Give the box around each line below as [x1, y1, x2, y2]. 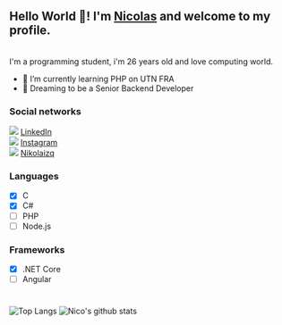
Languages [9, 171, 60, 183]
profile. [9, 23, 51, 38]
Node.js [21, 221, 52, 231]
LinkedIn [20, 127, 52, 137]
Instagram [20, 137, 58, 148]
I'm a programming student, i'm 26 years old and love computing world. [9, 55, 273, 67]
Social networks [9, 104, 82, 117]
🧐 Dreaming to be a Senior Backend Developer [21, 82, 194, 94]
